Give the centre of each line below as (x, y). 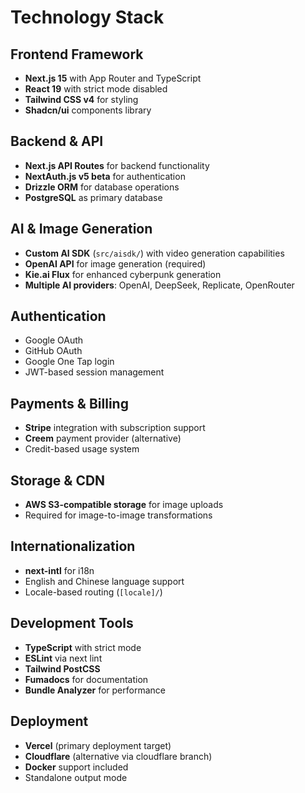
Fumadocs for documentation (86, 679)
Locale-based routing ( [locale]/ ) (93, 592)
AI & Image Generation (81, 229)
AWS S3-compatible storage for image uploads (124, 505)
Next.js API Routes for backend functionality (117, 165)
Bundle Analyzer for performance (95, 690)
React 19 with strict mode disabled (96, 89)
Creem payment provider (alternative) (103, 438)
